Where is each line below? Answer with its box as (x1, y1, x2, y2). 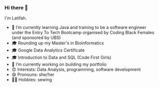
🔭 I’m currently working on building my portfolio (11, 62, 107, 67)
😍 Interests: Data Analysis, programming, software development (11, 67, 141, 73)
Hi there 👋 (4, 4, 29, 11)
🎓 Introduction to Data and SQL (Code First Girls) (11, 55, 111, 61)
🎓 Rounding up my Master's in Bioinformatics (11, 40, 104, 46)
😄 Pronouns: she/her (11, 72, 54, 77)
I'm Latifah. (4, 15, 27, 21)
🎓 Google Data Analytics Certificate (11, 48, 85, 53)
